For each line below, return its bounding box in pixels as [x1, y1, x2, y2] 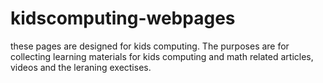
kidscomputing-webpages [10, 7, 236, 30]
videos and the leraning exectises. [10, 61, 152, 73]
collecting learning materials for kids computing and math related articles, [10, 50, 314, 62]
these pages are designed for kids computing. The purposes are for [10, 40, 290, 52]
